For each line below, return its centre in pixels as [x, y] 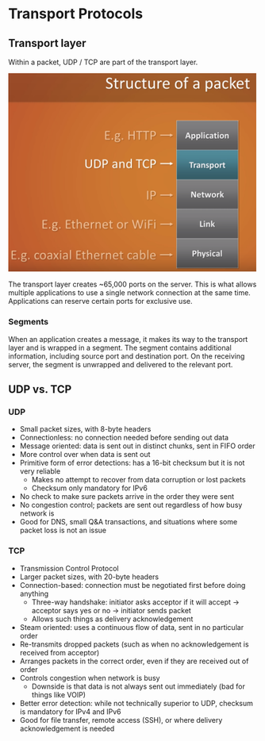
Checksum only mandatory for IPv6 [90, 488]
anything [34, 593]
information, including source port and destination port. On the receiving [127, 356]
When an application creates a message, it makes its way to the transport [128, 339]
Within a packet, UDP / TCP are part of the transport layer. [103, 62]
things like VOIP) [58, 694]
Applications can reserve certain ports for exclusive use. [100, 301]
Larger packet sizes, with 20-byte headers [89, 577]
